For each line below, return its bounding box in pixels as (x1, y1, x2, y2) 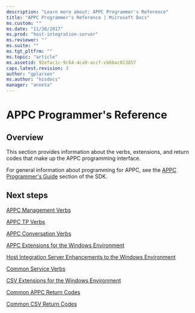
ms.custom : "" (6, 20, 42, 26)
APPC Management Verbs (6, 206, 71, 214)
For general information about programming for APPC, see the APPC (6, 166, 177, 173)
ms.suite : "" (6, 43, 39, 49)
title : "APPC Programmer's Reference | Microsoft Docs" (6, 15, 150, 21)
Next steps (6, 190, 48, 200)
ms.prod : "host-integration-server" (6, 31, 98, 38)
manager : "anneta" (6, 82, 53, 88)
